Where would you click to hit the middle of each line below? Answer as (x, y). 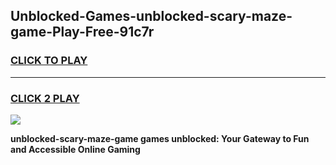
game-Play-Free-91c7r (82, 32)
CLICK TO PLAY (49, 61)
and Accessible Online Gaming (75, 149)
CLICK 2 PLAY (45, 98)
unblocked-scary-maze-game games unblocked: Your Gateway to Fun (160, 138)
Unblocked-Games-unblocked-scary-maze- (151, 16)
